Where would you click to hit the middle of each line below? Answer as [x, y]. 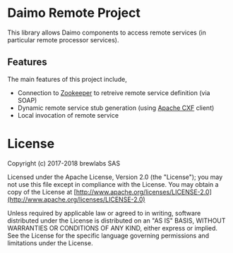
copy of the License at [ [42, 192]
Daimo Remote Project [74, 13]
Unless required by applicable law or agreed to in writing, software [104, 213]
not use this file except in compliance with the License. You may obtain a [113, 184]
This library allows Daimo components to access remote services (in [107, 32]
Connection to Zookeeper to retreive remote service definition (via [114, 92]
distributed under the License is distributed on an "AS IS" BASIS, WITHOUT [116, 221]
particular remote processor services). [63, 39]
